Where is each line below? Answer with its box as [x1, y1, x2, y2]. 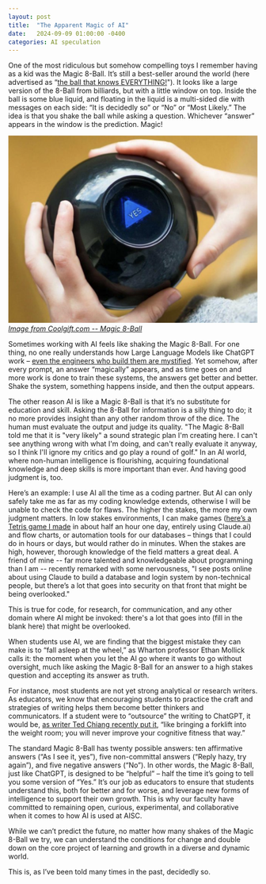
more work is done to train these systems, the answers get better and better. [8, 373, 258, 382]
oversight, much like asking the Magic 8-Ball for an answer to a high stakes [8, 662, 253, 671]
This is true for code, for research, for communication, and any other [8, 604, 232, 614]
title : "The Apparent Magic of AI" [8, 21, 129, 29]
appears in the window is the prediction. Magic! [8, 120, 164, 129]
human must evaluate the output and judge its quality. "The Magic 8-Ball [8, 421, 245, 432]
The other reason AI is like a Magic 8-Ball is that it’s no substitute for [8, 397, 231, 406]
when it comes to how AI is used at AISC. [8, 810, 142, 821]
